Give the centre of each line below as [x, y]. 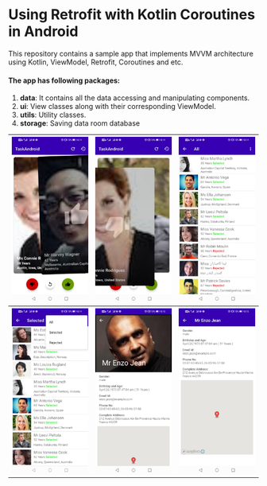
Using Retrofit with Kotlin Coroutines [132, 15]
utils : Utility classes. [53, 115]
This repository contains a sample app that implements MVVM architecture [131, 53]
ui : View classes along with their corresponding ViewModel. [118, 107]
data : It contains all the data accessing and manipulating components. [135, 98]
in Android [43, 31]
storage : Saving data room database [80, 123]
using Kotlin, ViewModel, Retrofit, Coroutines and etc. [96, 62]
